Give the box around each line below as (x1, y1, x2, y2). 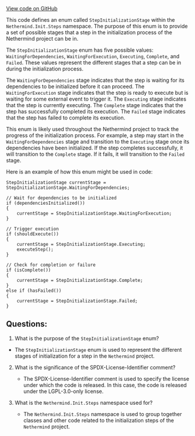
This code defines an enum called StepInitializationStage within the (6, 16, 175, 23)
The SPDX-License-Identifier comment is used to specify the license (23, 375, 190, 382)
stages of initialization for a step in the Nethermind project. (14, 352, 155, 360)
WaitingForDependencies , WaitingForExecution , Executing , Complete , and (6, 53, 180, 59)
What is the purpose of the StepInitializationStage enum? (14, 335, 159, 342)
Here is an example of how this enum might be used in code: (6, 168, 153, 175)
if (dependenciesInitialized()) (6, 200, 85, 206)
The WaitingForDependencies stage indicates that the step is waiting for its (6, 76, 185, 84)
